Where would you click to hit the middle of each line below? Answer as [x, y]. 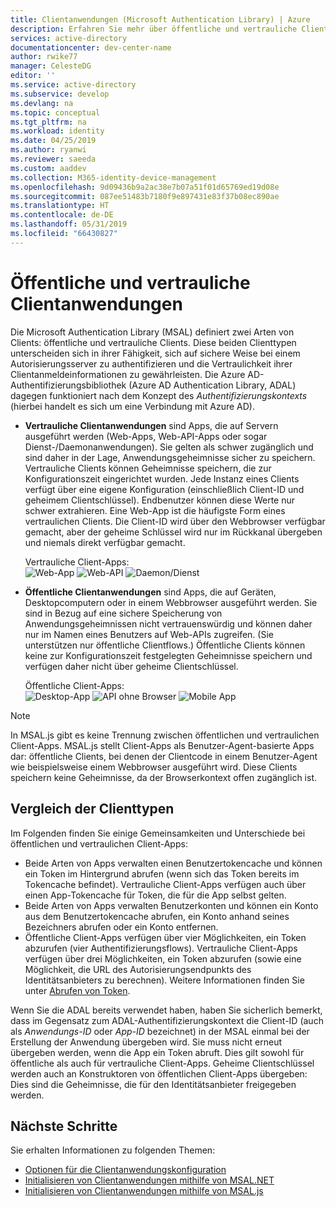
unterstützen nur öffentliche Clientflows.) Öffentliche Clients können [165, 645]
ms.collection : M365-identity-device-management [113, 177]
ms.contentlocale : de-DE [62, 215]
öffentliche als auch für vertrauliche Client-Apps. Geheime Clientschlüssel [162, 1063]
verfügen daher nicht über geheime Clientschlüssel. [131, 666]
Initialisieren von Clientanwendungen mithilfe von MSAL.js [144, 1191]
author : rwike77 [44, 57]
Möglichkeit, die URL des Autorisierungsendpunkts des [138, 969]
